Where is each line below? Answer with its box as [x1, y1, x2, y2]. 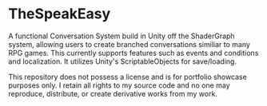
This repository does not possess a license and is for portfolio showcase [8, 72, 248, 81]
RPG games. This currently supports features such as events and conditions [8, 48, 259, 57]
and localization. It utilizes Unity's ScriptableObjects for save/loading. [8, 57, 237, 66]
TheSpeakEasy [8, 5, 111, 23]
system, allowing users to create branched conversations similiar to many [8, 39, 250, 49]
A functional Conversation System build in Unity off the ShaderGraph [8, 31, 235, 41]
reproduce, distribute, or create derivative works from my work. [8, 88, 218, 98]
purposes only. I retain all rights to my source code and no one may [8, 80, 230, 90]
